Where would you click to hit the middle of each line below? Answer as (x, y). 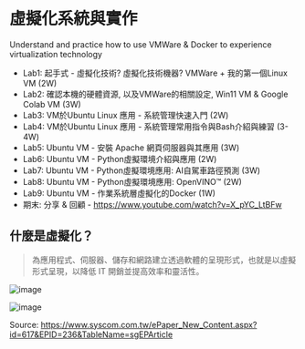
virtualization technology (56, 54)
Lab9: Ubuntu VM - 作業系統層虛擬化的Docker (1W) (119, 193)
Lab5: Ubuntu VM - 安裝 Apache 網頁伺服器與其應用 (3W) (131, 148)
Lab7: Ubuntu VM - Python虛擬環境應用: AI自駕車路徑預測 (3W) (142, 170)
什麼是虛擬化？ (52, 236)
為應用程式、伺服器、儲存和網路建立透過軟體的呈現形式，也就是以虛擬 (164, 260)
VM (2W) (40, 83)
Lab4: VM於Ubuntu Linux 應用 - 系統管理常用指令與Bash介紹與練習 (149, 126)
